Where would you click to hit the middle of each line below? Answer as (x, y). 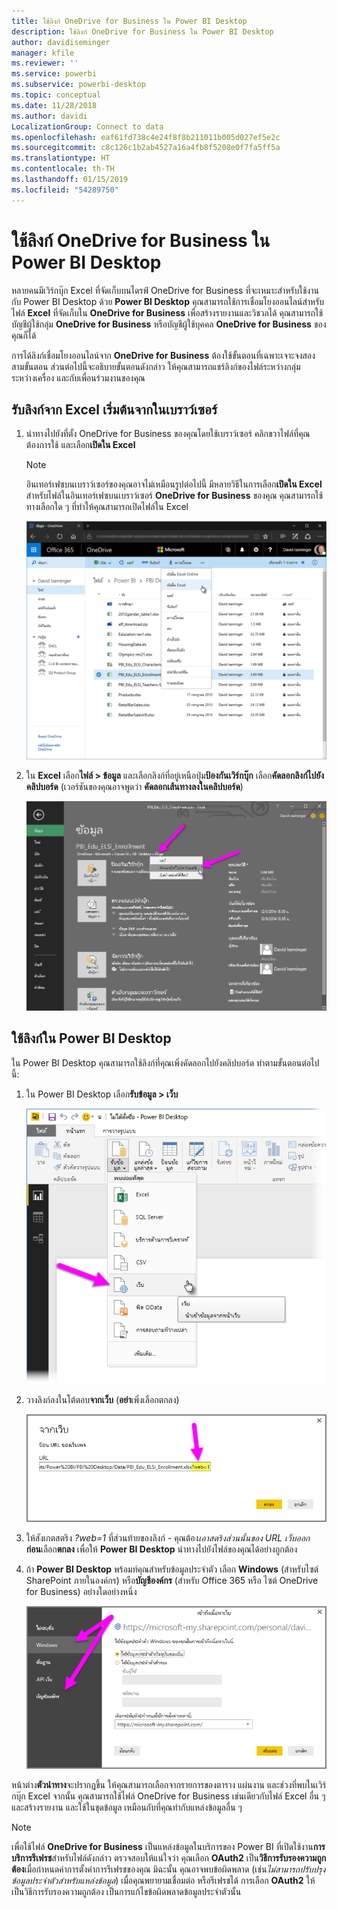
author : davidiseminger (61, 42)
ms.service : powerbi (54, 74)
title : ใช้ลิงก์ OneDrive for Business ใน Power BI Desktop (129, 21)
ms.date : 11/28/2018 (54, 105)
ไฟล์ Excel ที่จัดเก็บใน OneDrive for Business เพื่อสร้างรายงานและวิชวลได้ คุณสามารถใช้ (167, 312)
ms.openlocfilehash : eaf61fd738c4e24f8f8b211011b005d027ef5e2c (146, 137)
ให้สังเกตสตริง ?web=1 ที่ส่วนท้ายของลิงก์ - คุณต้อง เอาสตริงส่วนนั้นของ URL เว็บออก (168, 1538)
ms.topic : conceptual (56, 95)
